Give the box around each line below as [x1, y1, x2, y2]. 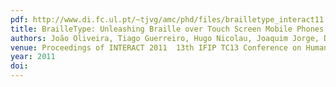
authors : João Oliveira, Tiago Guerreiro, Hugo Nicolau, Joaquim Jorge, [10, 33, 320, 43]
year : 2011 [10, 52, 56, 62]
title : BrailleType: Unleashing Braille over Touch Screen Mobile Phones [10, 24, 325, 34]
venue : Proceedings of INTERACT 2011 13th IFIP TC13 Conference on [10, 42, 302, 53]
